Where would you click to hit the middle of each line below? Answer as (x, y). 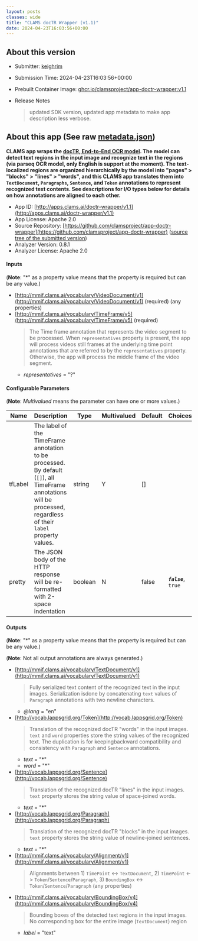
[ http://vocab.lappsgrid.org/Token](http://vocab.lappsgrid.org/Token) (99, 718)
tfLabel (19, 484)
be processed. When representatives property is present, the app (110, 338)
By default (48, 470)
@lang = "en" (40, 712)
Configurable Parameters (38, 388)
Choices (180, 416)
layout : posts (24, 12)
